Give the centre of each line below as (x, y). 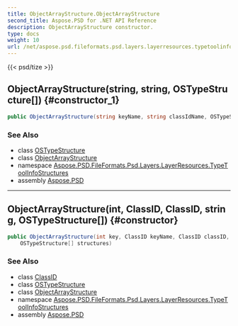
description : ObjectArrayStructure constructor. (80, 27)
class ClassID (37, 276)
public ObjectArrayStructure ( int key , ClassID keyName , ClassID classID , (119, 237)
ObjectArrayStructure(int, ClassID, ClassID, (105, 209)
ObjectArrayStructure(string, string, (89, 89)
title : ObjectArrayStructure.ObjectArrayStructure (84, 14)
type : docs (23, 34)
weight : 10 (23, 40)
